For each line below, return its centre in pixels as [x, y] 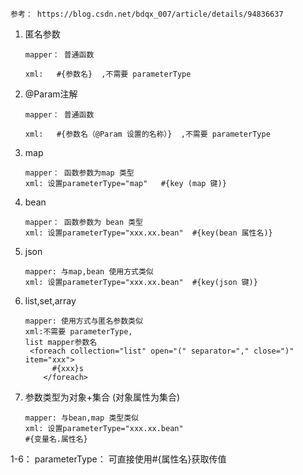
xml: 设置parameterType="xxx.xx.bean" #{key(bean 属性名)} [148, 233]
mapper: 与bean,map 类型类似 [81, 418]
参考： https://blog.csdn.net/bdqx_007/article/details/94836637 [147, 14]
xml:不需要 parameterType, [78, 332]
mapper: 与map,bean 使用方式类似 [89, 272]
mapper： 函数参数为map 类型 [79, 173]
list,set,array [50, 301]
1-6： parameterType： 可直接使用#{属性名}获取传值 [118, 459]
